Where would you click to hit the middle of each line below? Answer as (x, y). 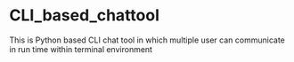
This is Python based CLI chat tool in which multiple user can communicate (147, 40)
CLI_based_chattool (85, 15)
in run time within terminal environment (81, 49)
